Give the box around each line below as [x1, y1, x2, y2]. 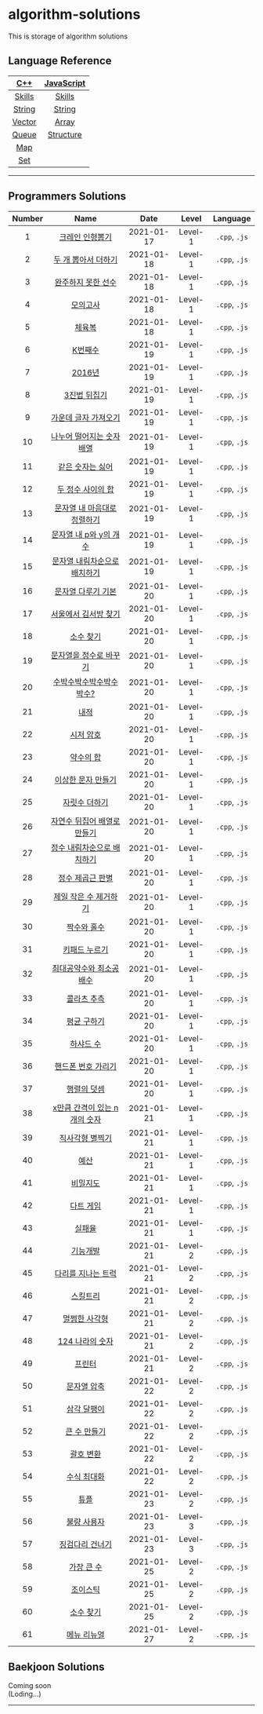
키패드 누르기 [62, 944, 109, 955]
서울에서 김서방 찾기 [50, 608, 121, 619]
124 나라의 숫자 [57, 1336, 113, 1347]
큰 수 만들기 [65, 1426, 106, 1437]
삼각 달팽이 [66, 1403, 106, 1414]
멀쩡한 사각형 [62, 1313, 109, 1324]
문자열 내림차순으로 [52, 555, 120, 566]
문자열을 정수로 [50, 649, 104, 660]
